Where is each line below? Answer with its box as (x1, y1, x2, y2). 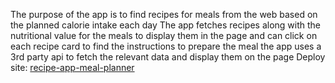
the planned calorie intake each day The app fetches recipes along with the (10, 19, 321, 31)
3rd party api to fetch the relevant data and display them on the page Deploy (10, 51, 326, 63)
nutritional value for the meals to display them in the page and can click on (10, 30, 318, 41)
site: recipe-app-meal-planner (10, 62, 135, 73)
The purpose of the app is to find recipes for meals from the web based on (10, 9, 318, 20)
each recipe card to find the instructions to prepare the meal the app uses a (10, 40, 322, 52)
